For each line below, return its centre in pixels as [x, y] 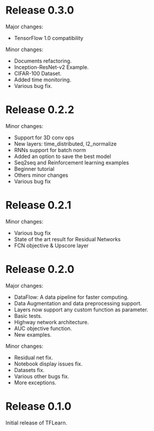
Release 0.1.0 [38, 406]
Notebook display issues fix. [48, 364]
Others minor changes [41, 175]
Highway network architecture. [51, 322]
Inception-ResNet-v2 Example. [51, 67]
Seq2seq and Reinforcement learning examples [71, 162]
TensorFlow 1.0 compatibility [48, 38]
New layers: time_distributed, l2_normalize [65, 144]
